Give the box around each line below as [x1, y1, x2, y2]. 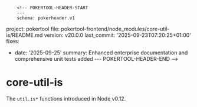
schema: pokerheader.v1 [17, 15, 75, 21]
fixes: [6, 38, 19, 44]
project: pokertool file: [6, 26, 60, 32]
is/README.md [6, 32, 43, 39]
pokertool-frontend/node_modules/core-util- [61, 26, 170, 32]
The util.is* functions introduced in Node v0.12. [6, 95, 126, 102]
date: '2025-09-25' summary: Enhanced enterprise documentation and [14, 49, 188, 56]
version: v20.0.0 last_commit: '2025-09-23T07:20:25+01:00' [44, 32, 192, 39]
